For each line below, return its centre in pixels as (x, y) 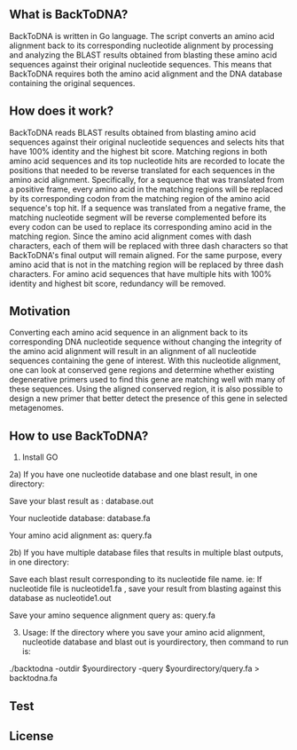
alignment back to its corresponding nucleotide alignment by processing (141, 45)
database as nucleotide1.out (60, 598)
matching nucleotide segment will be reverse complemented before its (138, 217)
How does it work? (62, 111)
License (31, 736)
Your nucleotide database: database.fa (80, 518)
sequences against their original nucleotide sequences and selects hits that (147, 142)
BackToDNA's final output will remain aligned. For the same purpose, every (146, 255)
